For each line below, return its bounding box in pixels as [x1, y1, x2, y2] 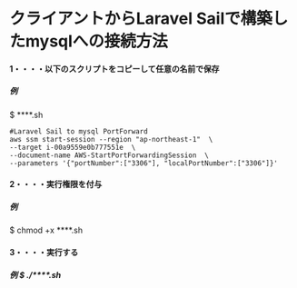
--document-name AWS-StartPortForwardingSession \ [9, 151, 209, 160]
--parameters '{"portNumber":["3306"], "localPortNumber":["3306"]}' [9, 158, 279, 168]
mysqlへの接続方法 [25, 31, 168, 52]
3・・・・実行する [9, 246, 79, 257]
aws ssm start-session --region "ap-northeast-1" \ [9, 134, 213, 144]
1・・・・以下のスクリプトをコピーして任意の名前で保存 [9, 63, 220, 74]
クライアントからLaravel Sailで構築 [9, 8, 272, 29]
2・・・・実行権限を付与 [9, 179, 103, 190]
